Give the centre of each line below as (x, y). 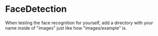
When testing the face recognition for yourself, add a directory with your (79, 23)
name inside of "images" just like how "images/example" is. (66, 28)
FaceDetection (36, 9)
